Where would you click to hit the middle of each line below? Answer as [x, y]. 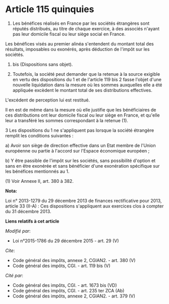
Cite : [10, 250]
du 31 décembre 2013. [28, 211]
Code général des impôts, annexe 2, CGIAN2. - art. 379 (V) [74, 296]
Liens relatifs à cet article [32, 221]
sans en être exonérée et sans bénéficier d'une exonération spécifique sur [82, 166]
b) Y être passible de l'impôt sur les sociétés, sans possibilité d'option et [80, 161]
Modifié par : [18, 231]
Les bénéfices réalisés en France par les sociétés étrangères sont [81, 23]
